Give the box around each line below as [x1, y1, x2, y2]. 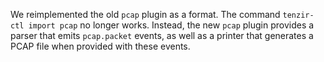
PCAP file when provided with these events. [10, 40, 191, 52]
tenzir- [282, 10, 315, 20]
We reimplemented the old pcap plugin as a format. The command [10, 9, 281, 20]
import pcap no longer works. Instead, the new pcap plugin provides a [28, 19, 315, 31]
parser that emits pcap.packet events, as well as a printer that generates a [10, 30, 314, 41]
